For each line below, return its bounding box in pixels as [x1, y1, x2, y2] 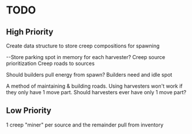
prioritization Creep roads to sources [6, 60, 95, 67]
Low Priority [6, 106, 52, 116]
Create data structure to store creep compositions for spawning [6, 42, 160, 49]
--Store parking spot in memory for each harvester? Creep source [6, 54, 166, 60]
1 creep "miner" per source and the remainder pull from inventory [6, 121, 164, 128]
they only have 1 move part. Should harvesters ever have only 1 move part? [6, 89, 187, 95]
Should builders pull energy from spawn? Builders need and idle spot [6, 71, 173, 78]
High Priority [6, 27, 54, 37]
